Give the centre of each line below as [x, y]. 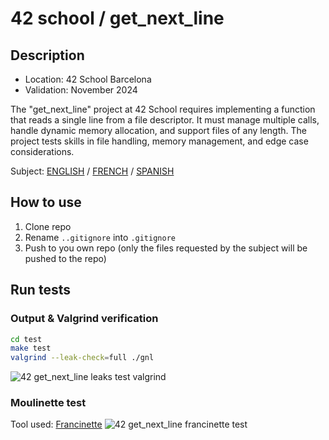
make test [31, 348]
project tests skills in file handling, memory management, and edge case [159, 141]
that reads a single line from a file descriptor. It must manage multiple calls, [165, 120]
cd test [26, 339]
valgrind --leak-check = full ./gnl [82, 358]
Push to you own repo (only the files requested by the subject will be [166, 248]
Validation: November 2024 [81, 90]
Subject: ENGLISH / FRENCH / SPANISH [92, 171]
